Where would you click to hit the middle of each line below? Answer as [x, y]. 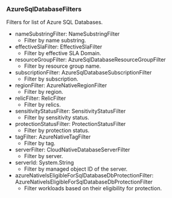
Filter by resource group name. [62, 66]
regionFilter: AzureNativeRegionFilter [61, 85]
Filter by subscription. [51, 79]
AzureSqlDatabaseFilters [44, 9]
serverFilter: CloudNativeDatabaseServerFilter [72, 150]
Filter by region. [43, 92]
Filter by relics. [43, 105]
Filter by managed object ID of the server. [76, 169]
